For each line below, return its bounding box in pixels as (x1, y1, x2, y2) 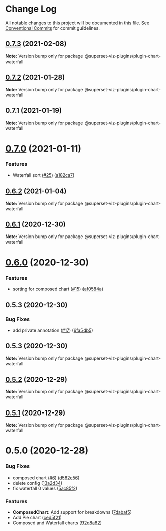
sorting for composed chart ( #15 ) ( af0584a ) (12, 286, 104, 292)
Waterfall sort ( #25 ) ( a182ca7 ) (12, 172, 75, 178)
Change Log (5, 3, 57, 15)
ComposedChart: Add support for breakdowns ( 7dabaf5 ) (12, 509, 132, 515)
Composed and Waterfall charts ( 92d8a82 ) (12, 520, 102, 526)
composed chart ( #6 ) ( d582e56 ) (12, 475, 80, 481)
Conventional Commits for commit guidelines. (5, 25, 100, 31)
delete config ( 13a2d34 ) (12, 480, 63, 486)
